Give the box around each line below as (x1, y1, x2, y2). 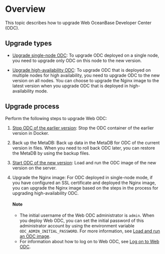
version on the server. (12, 165, 57, 171)
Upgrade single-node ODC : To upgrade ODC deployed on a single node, (12, 52, 159, 58)
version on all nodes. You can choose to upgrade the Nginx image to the (12, 77, 159, 83)
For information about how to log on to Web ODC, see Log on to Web (19, 238, 160, 244)
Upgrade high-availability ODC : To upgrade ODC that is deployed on (12, 67, 151, 73)
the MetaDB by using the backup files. (12, 150, 90, 156)
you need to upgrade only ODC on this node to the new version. (12, 58, 142, 63)
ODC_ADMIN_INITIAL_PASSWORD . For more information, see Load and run (19, 228, 160, 234)
